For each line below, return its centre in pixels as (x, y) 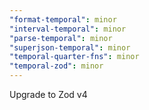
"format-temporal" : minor (63, 19)
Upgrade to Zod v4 (48, 94)
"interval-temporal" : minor (68, 29)
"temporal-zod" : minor (56, 66)
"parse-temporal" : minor (61, 38)
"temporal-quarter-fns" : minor (74, 57)
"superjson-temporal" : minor (70, 47)
